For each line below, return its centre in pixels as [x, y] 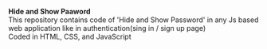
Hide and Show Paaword [49, 11]
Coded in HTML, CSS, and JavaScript [70, 36]
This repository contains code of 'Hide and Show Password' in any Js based [133, 20]
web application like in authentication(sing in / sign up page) [107, 28]
